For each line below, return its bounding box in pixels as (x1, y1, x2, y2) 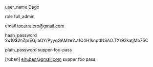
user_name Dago (5, 4, 40, 10)
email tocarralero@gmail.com (5, 23, 65, 29)
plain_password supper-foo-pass (5, 47, 72, 52)
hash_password (5, 33, 37, 38)
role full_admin (5, 14, 35, 19)
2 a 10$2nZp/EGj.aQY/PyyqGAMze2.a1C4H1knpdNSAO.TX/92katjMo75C (5, 37, 149, 43)
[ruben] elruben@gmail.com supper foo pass (5, 56, 96, 62)
